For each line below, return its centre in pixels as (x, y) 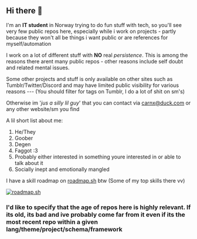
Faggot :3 (26, 150)
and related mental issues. (38, 68)
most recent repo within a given (52, 222)
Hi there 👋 (24, 11)
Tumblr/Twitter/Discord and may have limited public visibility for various (93, 85)
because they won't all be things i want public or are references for (87, 37)
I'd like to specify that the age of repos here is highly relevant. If (98, 207)
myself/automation (29, 43)
